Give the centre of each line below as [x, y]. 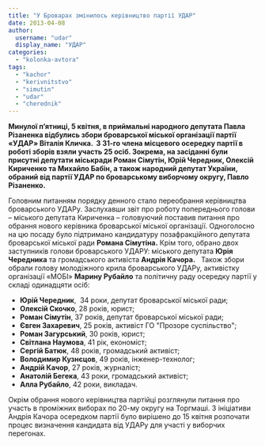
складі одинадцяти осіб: [49, 285]
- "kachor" [33, 74]
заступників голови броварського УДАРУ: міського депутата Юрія [121, 251]
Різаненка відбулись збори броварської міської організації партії [122, 135]
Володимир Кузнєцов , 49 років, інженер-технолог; [107, 359]
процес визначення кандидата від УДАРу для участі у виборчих [117, 425]
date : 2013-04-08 [37, 23]
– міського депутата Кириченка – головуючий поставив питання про [124, 218]
